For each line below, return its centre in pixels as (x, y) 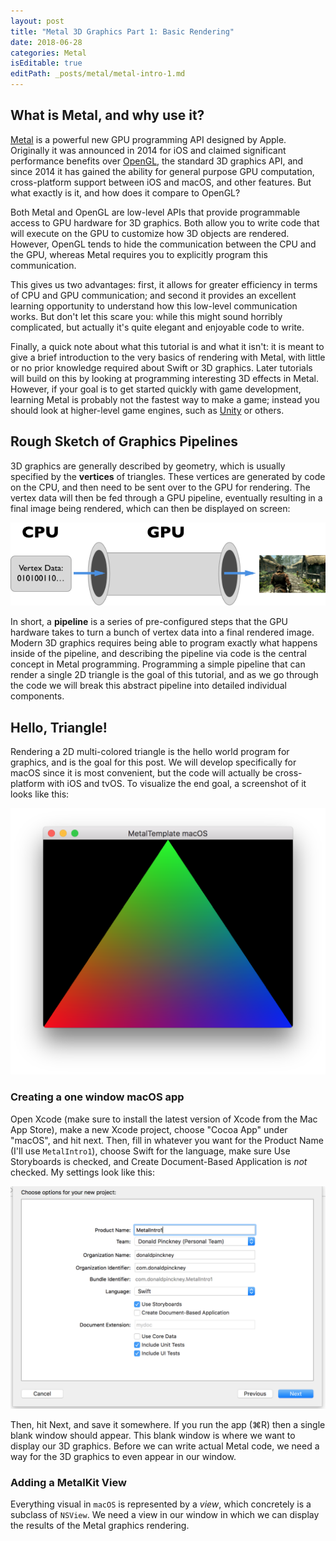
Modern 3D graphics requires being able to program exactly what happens (164, 643)
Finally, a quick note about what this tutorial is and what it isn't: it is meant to (167, 346)
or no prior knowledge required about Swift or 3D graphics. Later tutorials (161, 367)
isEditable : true (46, 63)
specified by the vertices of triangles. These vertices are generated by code (168, 476)
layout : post (37, 21)
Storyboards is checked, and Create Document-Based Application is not (159, 1161)
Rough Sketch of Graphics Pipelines (124, 441)
